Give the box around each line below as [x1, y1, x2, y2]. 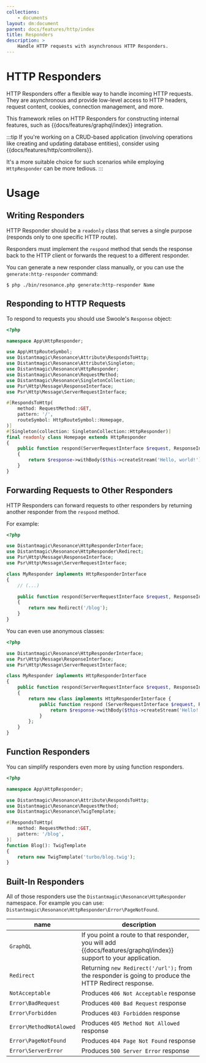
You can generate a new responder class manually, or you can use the [6, 263, 184, 271]
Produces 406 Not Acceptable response [81, 989, 196, 997]
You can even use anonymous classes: [6, 627, 105, 635]
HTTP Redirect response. [81, 979, 154, 988]
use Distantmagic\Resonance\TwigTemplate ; [6, 808, 116, 815]
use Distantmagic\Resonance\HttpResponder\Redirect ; [6, 548, 144, 555]
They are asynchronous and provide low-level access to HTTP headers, [6, 96, 188, 104]
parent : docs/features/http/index [6, 26, 95, 33]
